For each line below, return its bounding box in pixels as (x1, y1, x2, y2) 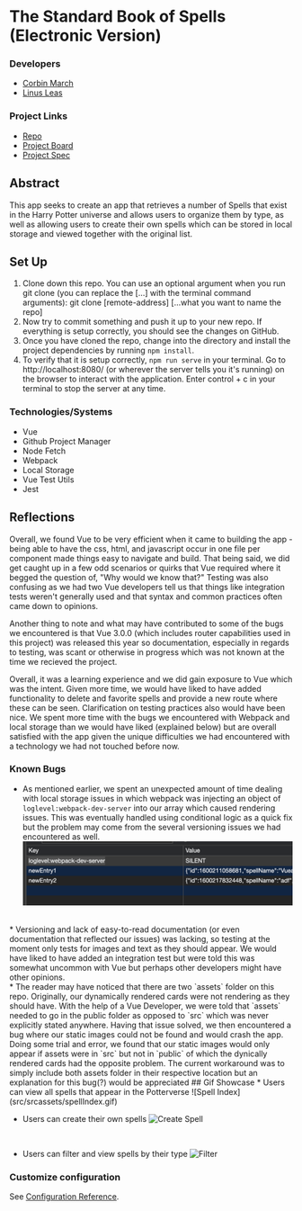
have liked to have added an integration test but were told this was (9, 952, 255, 964)
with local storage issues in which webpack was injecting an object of (22, 793, 281, 803)
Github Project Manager (22, 435, 111, 446)
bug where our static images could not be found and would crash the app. (9, 1028, 284, 1040)
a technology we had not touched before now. (9, 740, 180, 751)
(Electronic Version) (9, 25, 162, 46)
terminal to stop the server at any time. (22, 383, 166, 394)
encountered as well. (22, 830, 101, 842)
